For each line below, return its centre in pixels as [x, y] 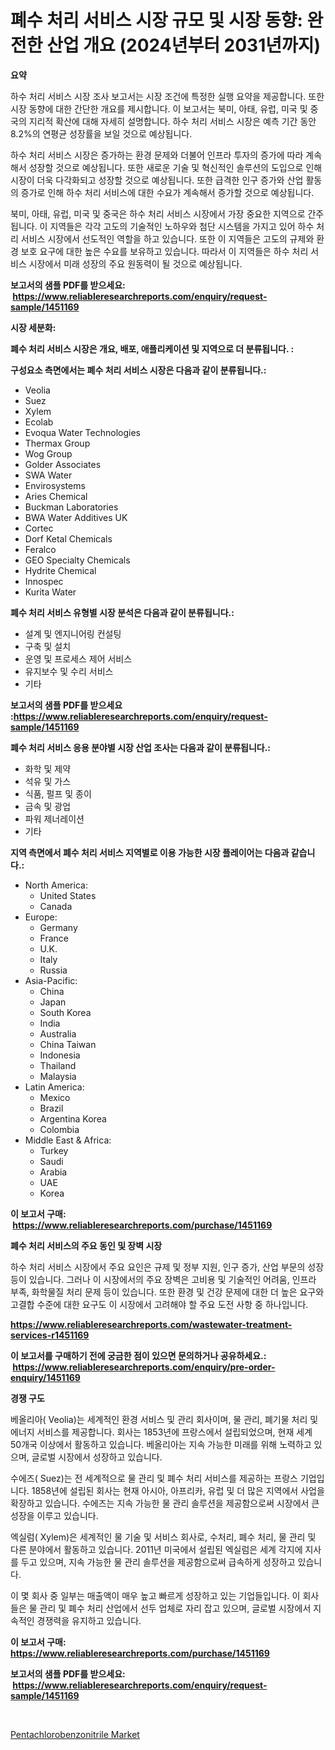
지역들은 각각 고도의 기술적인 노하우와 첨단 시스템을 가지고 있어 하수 [182, 226]
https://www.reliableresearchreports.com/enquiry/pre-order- [144, 1367]
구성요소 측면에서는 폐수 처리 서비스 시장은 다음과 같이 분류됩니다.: [138, 370]
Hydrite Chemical [60, 570]
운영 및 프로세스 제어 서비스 [78, 658]
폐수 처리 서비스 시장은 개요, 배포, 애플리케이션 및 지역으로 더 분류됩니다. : [152, 348]
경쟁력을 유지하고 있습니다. [89, 1620]
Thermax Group [57, 443]
